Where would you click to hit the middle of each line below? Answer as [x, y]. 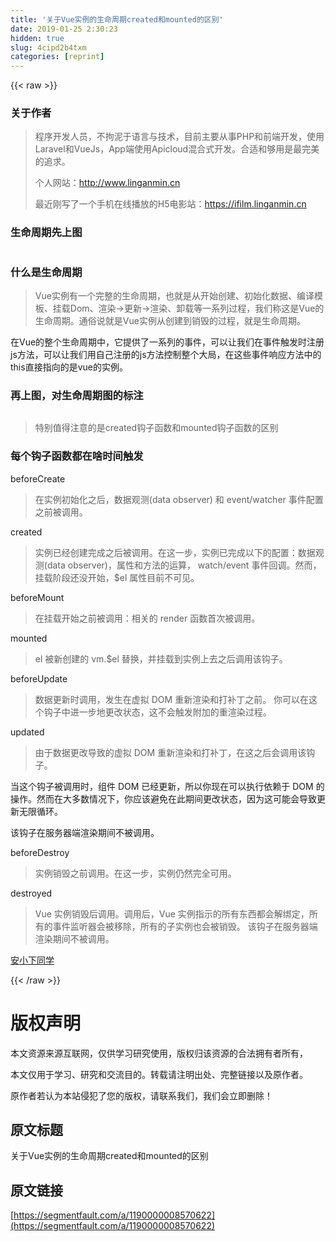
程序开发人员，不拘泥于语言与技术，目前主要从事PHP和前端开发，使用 [179, 137]
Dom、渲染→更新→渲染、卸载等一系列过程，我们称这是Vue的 [197, 308]
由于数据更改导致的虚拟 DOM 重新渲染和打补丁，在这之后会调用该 [170, 752]
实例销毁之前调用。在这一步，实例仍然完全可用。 [135, 873]
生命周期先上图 [46, 233]
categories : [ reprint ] [57, 57]
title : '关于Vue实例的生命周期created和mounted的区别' [117, 19]
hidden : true [37, 38]
